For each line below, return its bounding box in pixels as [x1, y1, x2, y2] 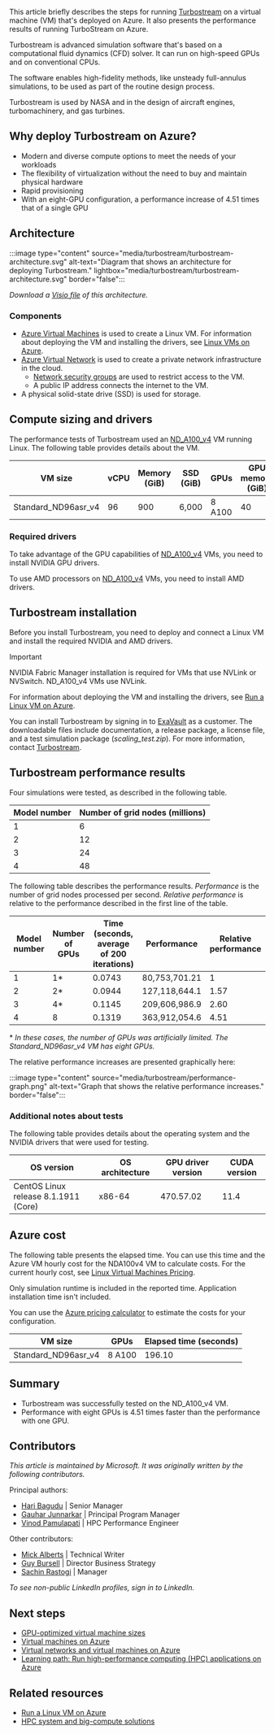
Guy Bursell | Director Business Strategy [20, 1558, 156, 1568]
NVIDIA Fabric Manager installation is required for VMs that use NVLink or [9, 667, 257, 677]
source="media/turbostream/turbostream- [91, 248, 234, 258]
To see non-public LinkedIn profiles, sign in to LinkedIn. [9, 1583, 195, 1592]
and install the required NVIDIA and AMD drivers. [9, 636, 173, 646]
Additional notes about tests [9, 1110, 124, 1122]
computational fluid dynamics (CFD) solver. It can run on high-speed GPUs [9, 49, 260, 58]
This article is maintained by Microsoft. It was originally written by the [9, 1461, 243, 1470]
